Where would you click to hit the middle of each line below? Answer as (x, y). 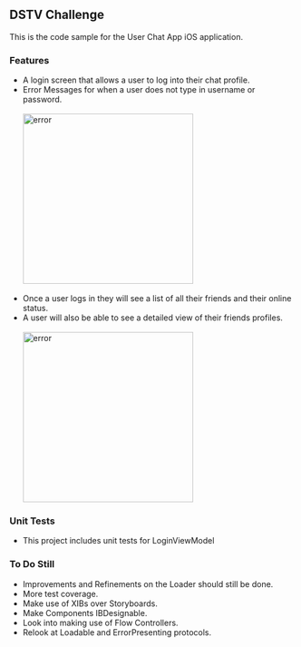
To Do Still (32, 564)
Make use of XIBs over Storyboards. (90, 603)
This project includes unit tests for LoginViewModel (118, 541)
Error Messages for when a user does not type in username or (139, 90)
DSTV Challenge (57, 15)
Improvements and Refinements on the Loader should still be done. (148, 583)
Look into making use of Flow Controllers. (100, 622)
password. (42, 100)
